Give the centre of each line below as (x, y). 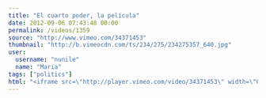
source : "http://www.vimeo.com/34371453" (78, 38)
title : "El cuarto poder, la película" (74, 15)
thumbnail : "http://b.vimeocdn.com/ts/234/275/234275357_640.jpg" (120, 45)
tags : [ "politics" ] (40, 74)
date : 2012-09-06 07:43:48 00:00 (63, 23)
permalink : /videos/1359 (49, 30)
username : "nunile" (47, 60)
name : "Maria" (38, 67)
